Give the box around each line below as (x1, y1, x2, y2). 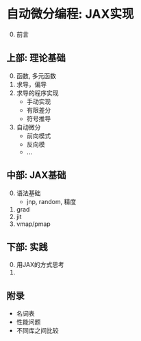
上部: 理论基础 (6, 52, 66, 64)
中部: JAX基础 (6, 169, 66, 181)
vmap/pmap (16, 220, 51, 228)
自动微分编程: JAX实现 (6, 6, 134, 22)
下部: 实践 (6, 241, 48, 253)
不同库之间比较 (16, 327, 59, 335)
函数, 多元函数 (16, 71, 56, 79)
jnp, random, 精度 (26, 197, 77, 205)
